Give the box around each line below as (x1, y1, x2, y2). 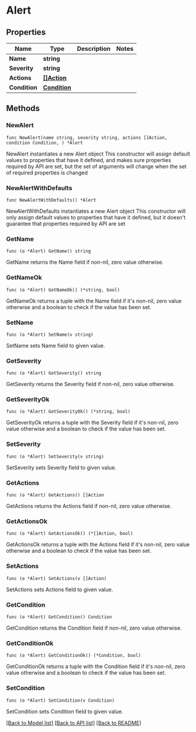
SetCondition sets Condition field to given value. (6, 708, 123, 715)
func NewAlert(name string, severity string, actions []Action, (6, 134, 168, 141)
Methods (6, 103, 40, 114)
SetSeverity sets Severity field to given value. (6, 464, 117, 471)
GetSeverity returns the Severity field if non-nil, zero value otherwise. (6, 381, 175, 388)
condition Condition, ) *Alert (6, 140, 83, 145)
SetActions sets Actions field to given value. (6, 586, 113, 593)
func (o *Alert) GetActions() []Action (6, 492, 104, 498)
